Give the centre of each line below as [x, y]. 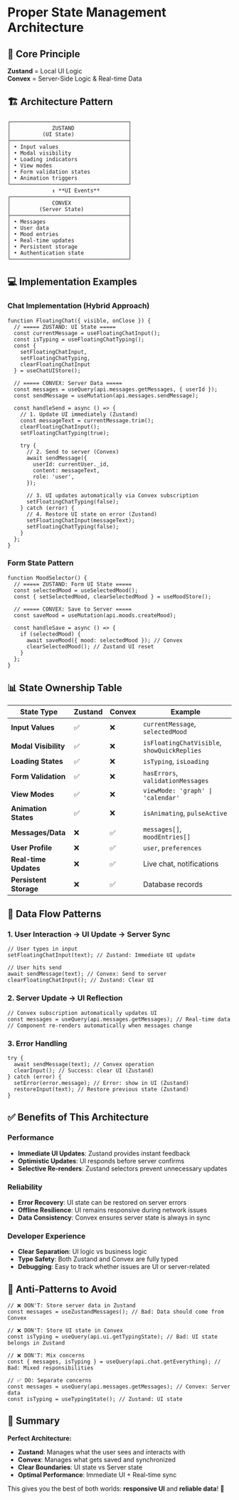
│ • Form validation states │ [70, 172]
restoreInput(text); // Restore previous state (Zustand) [102, 1089]
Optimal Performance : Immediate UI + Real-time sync [97, 1474]
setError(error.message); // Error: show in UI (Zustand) [102, 1083]
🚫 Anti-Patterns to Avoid [62, 1289]
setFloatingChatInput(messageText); [80, 520]
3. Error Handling [37, 1044]
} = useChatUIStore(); [47, 371]
